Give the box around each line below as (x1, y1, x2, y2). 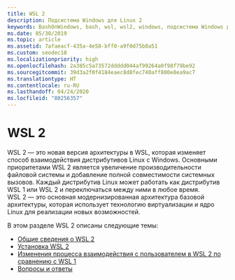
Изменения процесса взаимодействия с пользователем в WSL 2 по (17, 249, 222, 258)
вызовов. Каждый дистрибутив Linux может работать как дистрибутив (7, 178, 220, 186)
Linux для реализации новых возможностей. (7, 207, 141, 216)
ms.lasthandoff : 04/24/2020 (7, 88, 90, 95)
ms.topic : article (7, 36, 61, 43)
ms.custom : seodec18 (7, 50, 68, 57)
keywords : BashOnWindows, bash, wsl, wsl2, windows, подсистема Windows (7, 23, 224, 30)
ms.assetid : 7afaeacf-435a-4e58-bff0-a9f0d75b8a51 (7, 43, 158, 50)
